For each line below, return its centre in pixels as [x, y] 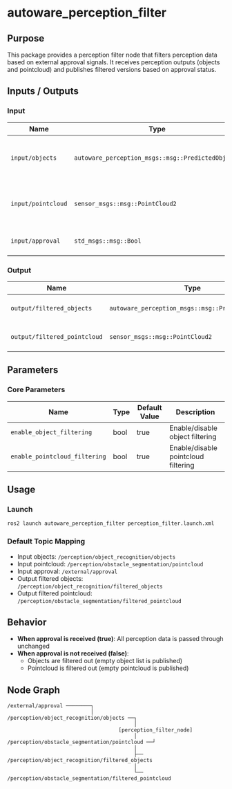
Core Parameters [36, 390]
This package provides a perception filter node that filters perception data [112, 55]
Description [195, 411]
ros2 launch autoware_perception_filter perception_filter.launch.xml [111, 523]
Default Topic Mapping [46, 541]
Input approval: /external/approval [67, 571]
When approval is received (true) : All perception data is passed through [120, 639]
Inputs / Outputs [43, 91]
